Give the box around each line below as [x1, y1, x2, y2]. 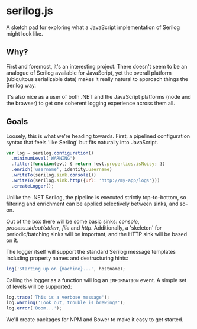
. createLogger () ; [11, 183, 54, 189]
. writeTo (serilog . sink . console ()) [11, 172, 96, 178]
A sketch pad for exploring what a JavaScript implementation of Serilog [6, 24, 180, 31]
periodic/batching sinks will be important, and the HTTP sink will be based [6, 230, 188, 237]
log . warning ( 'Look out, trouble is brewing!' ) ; [6, 300, 126, 306]
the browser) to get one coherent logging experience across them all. [6, 99, 176, 107]
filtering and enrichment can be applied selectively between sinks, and [6, 200, 179, 207]
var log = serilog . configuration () [6, 150, 94, 156]
